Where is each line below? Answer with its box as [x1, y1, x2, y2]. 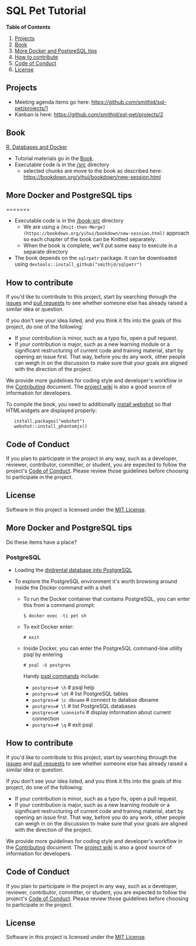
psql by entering [23, 651, 63, 658]
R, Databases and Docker [6, 143, 67, 150]
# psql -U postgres [23, 662, 71, 668]
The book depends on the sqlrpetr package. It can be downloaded [14, 255, 177, 262]
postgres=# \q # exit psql [32, 721, 93, 728]
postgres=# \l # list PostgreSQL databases [32, 702, 136, 709]
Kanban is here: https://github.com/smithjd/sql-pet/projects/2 [14, 111, 164, 118]
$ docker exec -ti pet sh [23, 613, 87, 619]
